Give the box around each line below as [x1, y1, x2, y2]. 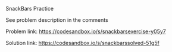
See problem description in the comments [5, 17, 108, 23]
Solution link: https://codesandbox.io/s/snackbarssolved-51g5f [5, 40, 160, 46]
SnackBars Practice [5, 5, 54, 12]
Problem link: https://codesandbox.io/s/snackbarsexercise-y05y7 [5, 28, 166, 35]
